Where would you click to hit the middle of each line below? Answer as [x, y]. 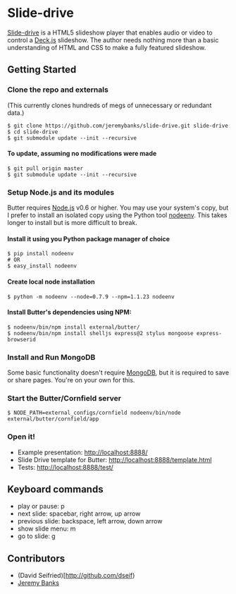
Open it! [21, 437]
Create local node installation [51, 281]
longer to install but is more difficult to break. [72, 223]
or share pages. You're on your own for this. [71, 380]
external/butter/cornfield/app [53, 419]
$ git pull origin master [45, 168]
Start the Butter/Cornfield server [64, 398]
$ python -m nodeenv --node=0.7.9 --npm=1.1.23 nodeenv [91, 297]
